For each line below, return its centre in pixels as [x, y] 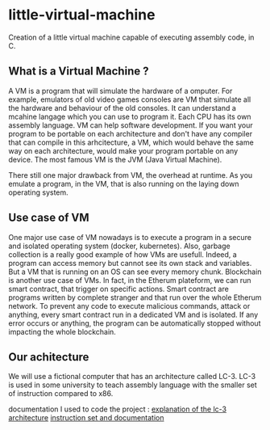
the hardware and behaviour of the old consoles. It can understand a [122, 107]
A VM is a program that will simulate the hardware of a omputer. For [120, 91]
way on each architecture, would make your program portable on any [123, 150]
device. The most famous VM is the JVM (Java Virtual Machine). [115, 159]
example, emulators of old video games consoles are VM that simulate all [130, 99]
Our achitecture [49, 357]
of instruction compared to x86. [61, 394]
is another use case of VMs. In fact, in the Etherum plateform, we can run [130, 280]
